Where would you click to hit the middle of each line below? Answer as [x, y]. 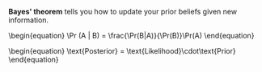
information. [29, 20]
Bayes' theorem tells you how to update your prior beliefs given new [123, 12]
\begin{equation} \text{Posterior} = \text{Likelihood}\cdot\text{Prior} [122, 51]
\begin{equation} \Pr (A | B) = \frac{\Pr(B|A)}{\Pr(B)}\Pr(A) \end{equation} [131, 36]
